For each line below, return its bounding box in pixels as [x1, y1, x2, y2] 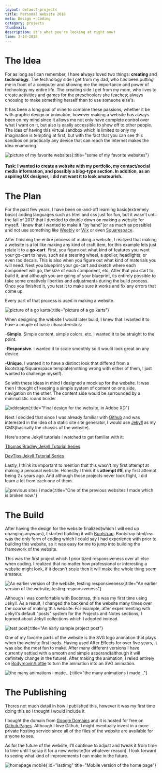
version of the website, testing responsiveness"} [5, 586, 102, 592]
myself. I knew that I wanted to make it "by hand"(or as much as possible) [5, 222, 152, 228]
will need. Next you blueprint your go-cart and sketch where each [5, 263, 136, 268]
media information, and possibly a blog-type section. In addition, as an [5, 168, 150, 174]
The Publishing [5, 687, 67, 698]
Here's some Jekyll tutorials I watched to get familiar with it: [5, 434, 124, 440]
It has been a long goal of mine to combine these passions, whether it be [5, 106, 150, 112]
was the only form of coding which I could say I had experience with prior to [5, 536, 157, 542]
